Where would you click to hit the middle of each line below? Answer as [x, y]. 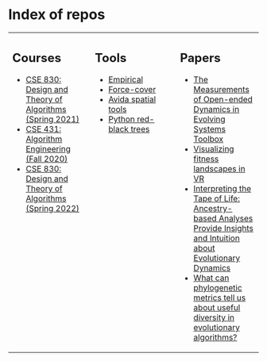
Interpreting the [222, 189]
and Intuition [217, 238]
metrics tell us [220, 298]
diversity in [214, 317]
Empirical [126, 79]
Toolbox [209, 139]
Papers [200, 58]
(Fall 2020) [47, 159]
